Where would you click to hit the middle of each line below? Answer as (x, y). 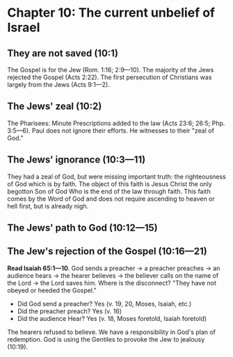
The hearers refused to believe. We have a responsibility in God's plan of (112, 332)
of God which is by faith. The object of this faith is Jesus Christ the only (110, 184)
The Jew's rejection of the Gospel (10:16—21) (107, 251)
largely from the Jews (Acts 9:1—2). (58, 84)
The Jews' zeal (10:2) (55, 107)
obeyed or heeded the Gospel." (52, 290)
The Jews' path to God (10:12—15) (82, 228)
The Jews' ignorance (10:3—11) (77, 160)
